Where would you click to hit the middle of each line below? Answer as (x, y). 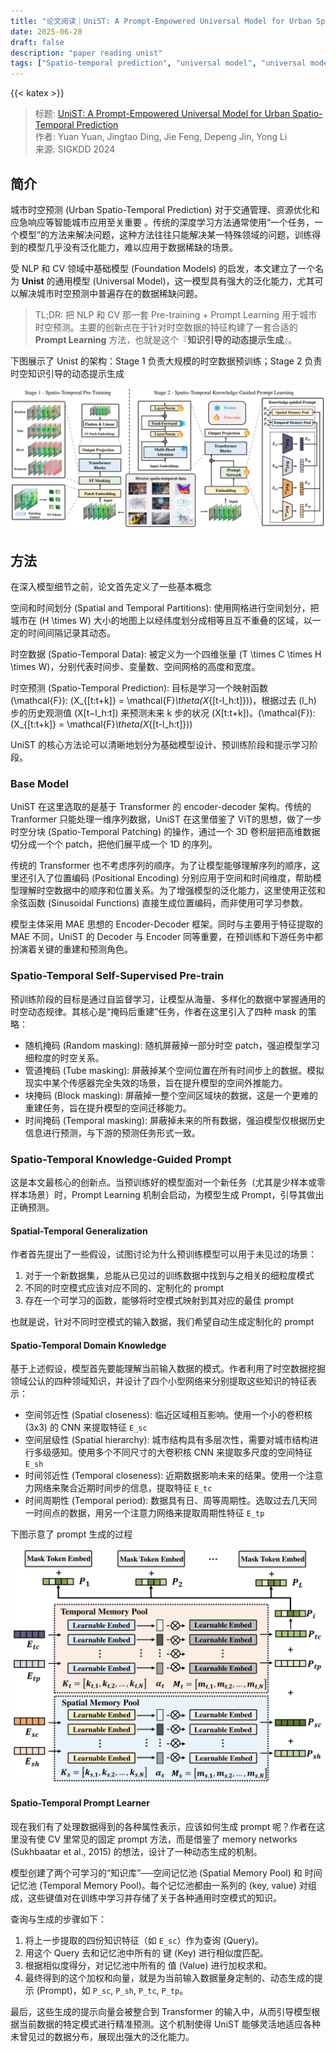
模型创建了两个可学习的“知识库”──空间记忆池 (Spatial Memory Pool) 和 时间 (166, 1872)
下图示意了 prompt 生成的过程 (71, 1534)
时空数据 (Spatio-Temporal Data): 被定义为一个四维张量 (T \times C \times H (166, 654)
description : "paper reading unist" (86, 53)
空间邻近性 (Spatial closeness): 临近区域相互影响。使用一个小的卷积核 (168, 1415)
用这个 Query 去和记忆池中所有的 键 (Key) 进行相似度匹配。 (146, 1952)
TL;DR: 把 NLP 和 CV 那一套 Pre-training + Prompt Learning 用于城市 (176, 314)
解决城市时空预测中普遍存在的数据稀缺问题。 (110, 293)
